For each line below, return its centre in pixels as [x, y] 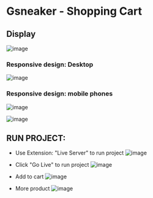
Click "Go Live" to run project [52, 165]
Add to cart [29, 177]
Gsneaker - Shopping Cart [74, 11]
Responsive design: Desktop [50, 64]
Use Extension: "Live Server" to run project [69, 153]
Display [21, 34]
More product [32, 189]
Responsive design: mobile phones [60, 94]
